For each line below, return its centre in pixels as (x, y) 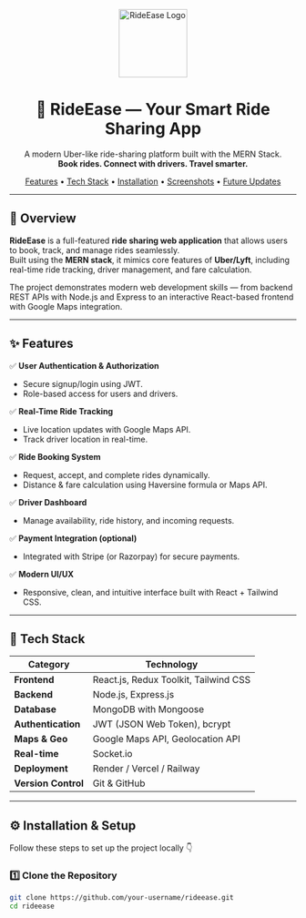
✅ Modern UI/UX (42, 574)
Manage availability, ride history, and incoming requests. (128, 520)
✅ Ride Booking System (56, 456)
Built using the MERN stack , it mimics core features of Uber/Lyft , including (149, 260)
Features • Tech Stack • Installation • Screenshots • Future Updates (153, 181)
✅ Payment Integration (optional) (73, 538)
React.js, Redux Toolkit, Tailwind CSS (172, 680)
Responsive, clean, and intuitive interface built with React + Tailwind (150, 592)
